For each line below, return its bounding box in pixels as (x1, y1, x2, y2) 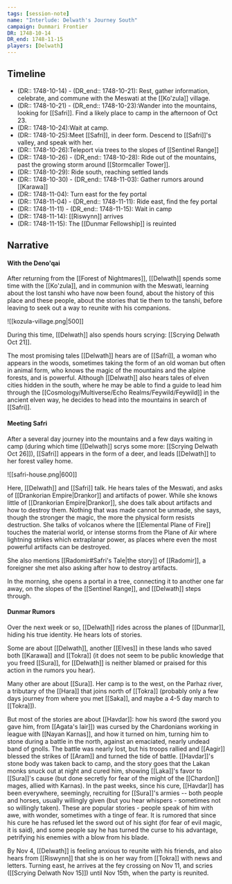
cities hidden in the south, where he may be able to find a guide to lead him (7, 381, 222, 390)
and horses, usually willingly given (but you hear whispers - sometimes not (7, 796, 221, 804)
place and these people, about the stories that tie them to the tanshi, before (7, 297, 223, 305)
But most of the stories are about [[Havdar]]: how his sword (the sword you (7, 715, 222, 723)
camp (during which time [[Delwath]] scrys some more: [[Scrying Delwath (7, 442, 218, 450)
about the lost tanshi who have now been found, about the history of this (7, 289, 215, 297)
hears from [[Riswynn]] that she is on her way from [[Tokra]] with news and (7, 853, 223, 862)
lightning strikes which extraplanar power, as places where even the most (7, 535, 217, 544)
